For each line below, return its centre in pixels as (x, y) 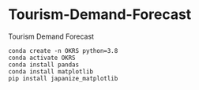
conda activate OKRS (42, 58)
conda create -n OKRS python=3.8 (63, 51)
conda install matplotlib (51, 71)
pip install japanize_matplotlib (63, 78)
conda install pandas (44, 65)
